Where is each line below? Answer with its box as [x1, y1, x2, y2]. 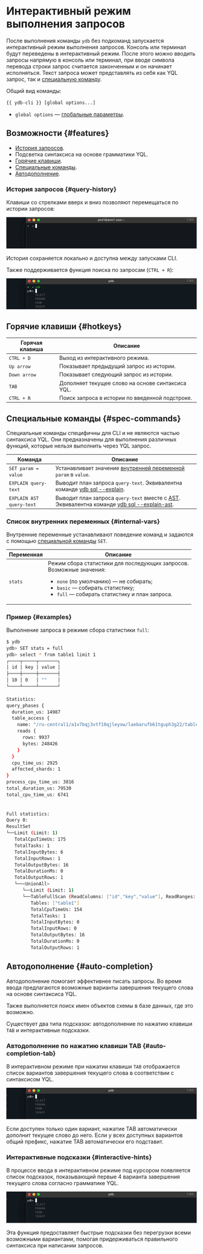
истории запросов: [6, 205, 56, 212]
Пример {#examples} [6, 613, 72, 621]
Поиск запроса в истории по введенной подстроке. [59, 394, 192, 401]
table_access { [11, 715, 50, 721]
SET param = [8, 466, 39, 472]
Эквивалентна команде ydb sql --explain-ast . [55, 500, 174, 508]
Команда [17, 455, 42, 463]
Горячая [21, 339, 43, 346]
